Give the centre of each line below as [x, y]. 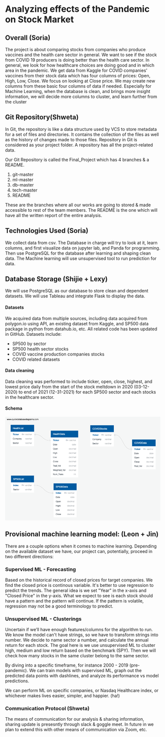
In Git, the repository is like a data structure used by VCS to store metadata [81, 129]
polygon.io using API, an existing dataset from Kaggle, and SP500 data [77, 323]
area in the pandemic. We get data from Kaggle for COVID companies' [76, 70]
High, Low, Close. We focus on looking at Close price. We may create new [80, 81]
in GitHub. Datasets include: [33, 334]
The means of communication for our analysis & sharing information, [75, 719]
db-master [23, 185]
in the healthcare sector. [30, 397]
